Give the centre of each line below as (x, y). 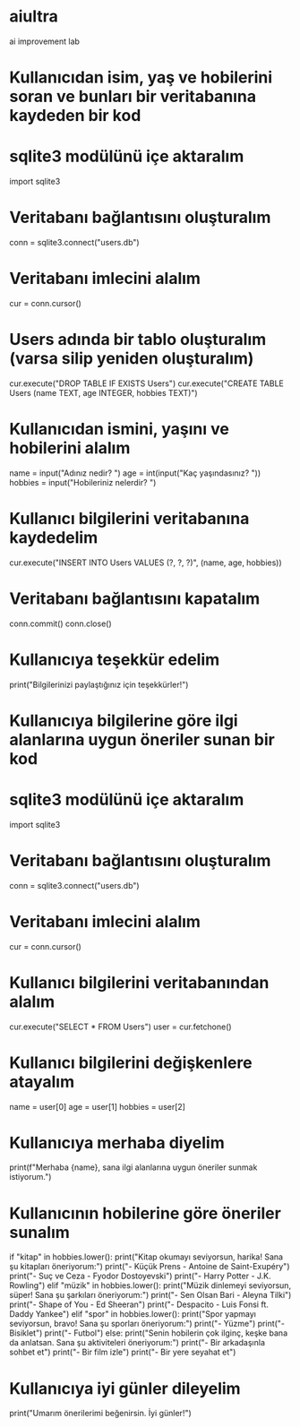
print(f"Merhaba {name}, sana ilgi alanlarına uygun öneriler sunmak (133, 1167)
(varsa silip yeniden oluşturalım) (132, 359)
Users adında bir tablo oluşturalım (138, 340)
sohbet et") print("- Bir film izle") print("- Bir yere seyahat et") (123, 1352)
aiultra (34, 17)
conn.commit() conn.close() (60, 623)
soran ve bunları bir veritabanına (133, 97)
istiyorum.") (30, 1177)
